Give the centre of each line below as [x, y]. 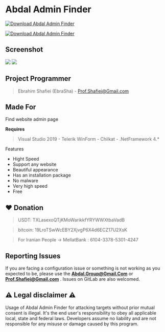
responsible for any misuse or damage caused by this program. [72, 324]
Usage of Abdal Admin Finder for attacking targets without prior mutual [80, 307]
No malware [25, 181]
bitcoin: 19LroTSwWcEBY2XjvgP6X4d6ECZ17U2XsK [73, 230]
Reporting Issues [33, 256]
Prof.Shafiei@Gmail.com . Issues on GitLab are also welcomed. [73, 279]
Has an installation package [42, 175]
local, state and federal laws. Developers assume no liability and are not [81, 318]
